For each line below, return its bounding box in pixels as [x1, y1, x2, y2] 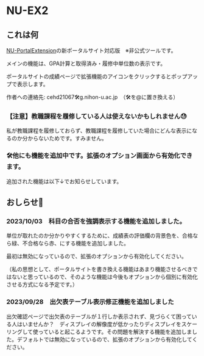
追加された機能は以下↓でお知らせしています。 [6, 178, 122, 185]
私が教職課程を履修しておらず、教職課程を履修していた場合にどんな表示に [6, 127, 192, 134]
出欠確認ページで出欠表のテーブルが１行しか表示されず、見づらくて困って [6, 313, 192, 320]
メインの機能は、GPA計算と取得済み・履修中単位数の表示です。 [6, 60, 166, 67]
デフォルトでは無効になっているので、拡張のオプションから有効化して [16, 335, 192, 343]
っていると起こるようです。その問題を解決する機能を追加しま [38, 328, 192, 335]
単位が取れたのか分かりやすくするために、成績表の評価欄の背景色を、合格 [6, 232, 193, 239]
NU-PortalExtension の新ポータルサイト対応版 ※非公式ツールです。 [6, 47, 177, 54]
